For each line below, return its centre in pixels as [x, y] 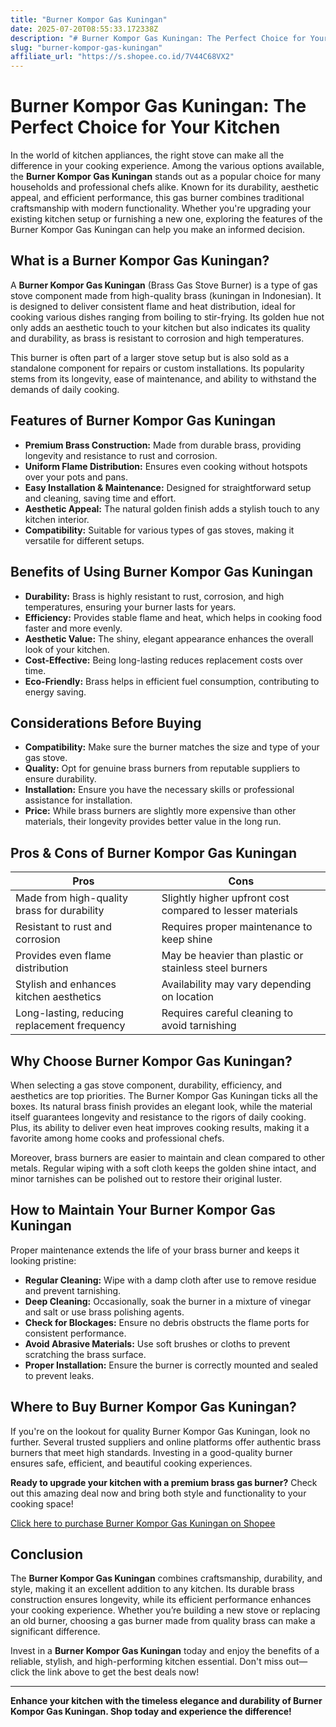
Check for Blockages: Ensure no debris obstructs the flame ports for [167, 1322]
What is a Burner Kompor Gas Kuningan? [140, 261]
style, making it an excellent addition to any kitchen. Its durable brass [152, 1589]
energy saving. [55, 692]
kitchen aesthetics [58, 997]
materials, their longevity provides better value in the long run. [153, 822]
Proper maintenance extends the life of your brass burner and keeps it [155, 1250]
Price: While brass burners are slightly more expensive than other [160, 811]
